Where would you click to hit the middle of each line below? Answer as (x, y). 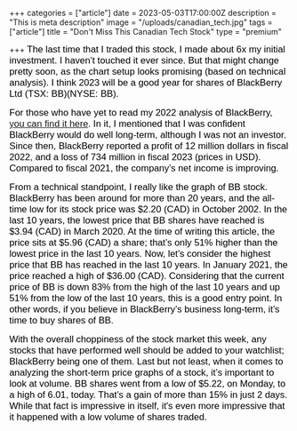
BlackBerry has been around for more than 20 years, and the (135, 198)
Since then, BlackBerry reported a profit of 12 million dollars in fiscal (149, 146)
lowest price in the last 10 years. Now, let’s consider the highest (140, 254)
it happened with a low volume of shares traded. (108, 417)
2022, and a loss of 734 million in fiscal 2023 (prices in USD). (135, 157)
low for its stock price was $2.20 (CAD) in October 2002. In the (158, 209)
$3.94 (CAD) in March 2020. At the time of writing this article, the (142, 231)
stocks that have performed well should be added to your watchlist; (147, 351)
